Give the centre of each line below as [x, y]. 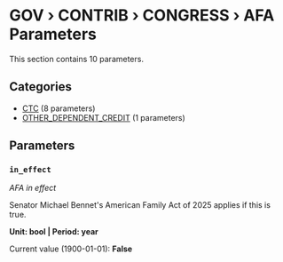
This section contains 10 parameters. [77, 59]
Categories [41, 87]
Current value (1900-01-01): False [71, 249]
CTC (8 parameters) [59, 108]
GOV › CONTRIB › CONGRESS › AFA [142, 16]
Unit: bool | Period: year [54, 232]
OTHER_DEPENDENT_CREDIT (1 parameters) [104, 117]
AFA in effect [33, 188]
